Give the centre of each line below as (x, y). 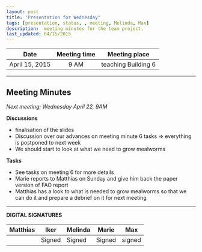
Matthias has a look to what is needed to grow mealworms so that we (101, 191)
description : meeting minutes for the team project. (75, 28)
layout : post (23, 12)
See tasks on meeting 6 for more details (64, 172)
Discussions (22, 118)
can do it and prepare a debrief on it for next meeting (81, 197)
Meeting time (76, 55)
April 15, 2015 (30, 65)
